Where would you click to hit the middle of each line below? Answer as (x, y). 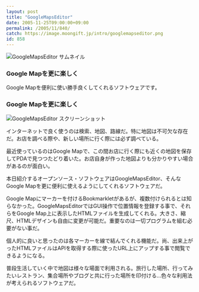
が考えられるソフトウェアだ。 (42, 283)
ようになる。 (32, 255)
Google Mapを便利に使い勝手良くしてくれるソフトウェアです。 (83, 88)
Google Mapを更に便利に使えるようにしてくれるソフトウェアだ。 (86, 186)
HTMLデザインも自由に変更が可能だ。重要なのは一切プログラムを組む (102, 220)
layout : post (22, 12)
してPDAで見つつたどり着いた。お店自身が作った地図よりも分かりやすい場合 (100, 158)
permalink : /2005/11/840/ (38, 28)
